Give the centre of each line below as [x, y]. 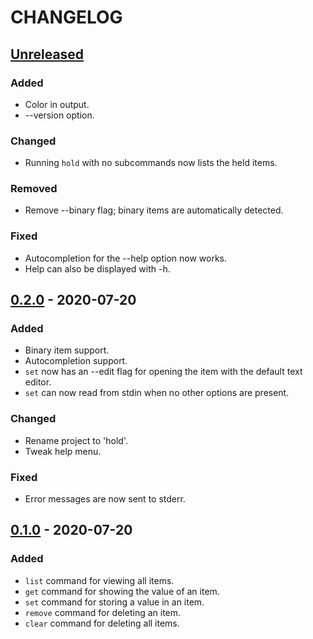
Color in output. [57, 104]
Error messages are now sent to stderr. [105, 499]
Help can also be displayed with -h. [97, 268]
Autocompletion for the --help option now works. [126, 258]
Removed [34, 189]
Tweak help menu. [63, 451]
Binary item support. [67, 350]
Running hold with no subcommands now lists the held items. [151, 163]
